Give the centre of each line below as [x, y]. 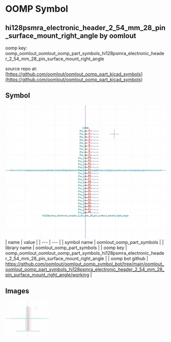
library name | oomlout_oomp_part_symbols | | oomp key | [66, 248]
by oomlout [118, 35]
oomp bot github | [130, 259]
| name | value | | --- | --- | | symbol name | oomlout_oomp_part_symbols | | [84, 242]
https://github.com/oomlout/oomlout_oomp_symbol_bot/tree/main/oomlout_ [85, 264]
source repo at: [21, 69]
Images [17, 291]
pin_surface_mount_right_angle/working [47, 275]
